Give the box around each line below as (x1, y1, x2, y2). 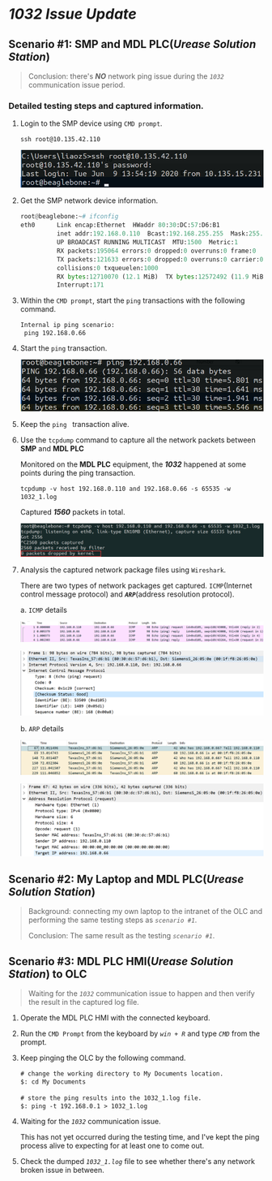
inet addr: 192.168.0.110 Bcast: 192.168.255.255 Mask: (56, 230, 249, 238)
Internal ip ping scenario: (19, 321, 115, 330)
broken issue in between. (19, 1166, 105, 1175)
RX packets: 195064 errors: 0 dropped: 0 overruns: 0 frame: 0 (56, 247, 257, 255)
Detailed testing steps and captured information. (8, 100, 204, 111)
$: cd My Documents (19, 1078, 87, 1086)
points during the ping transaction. (19, 468, 136, 478)
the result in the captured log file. (28, 998, 139, 1007)
